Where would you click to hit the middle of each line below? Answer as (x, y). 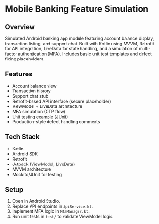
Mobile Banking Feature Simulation (77, 9)
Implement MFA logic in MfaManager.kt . (51, 211)
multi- (145, 49)
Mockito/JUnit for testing (37, 174)
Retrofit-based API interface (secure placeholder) (61, 101)
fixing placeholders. (25, 59)
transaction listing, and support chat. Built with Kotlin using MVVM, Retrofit (79, 44)
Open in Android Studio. (36, 201)
